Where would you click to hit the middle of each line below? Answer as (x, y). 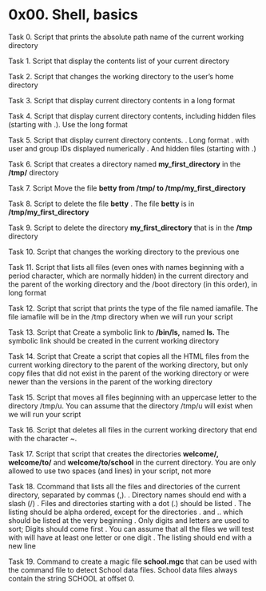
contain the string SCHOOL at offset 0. (72, 578)
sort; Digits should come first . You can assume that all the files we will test (131, 529)
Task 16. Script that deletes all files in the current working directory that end (133, 429)
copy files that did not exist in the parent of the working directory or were (129, 373)
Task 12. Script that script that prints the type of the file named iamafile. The (133, 308)
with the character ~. (43, 438)
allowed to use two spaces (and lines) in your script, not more (110, 471)
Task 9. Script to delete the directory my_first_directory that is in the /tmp (131, 227)
